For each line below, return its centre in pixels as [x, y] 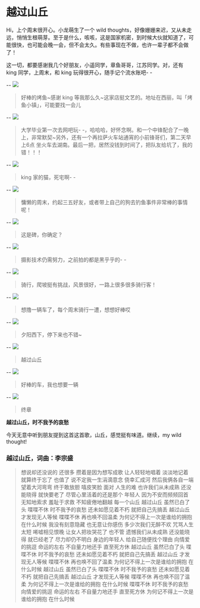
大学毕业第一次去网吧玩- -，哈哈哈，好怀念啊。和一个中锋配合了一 [102, 129]
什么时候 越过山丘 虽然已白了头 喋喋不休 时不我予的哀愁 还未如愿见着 [105, 569]
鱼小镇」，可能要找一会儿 [51, 104]
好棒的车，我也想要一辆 [49, 384]
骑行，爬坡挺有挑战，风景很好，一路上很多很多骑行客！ [88, 285]
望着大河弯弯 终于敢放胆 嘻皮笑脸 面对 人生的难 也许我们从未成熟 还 [103, 487]
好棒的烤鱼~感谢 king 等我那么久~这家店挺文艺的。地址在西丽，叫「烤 [107, 97]
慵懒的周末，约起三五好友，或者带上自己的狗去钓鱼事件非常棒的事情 [104, 202]
